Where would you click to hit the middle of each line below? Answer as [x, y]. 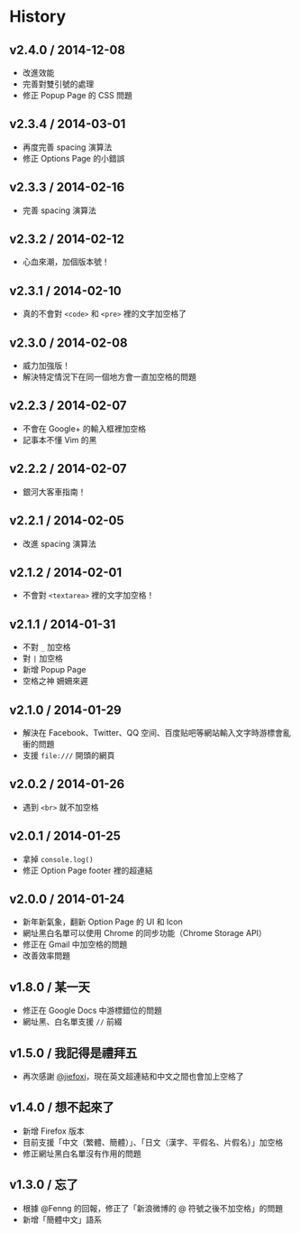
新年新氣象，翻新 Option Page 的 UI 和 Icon [102, 922]
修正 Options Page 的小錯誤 [73, 158]
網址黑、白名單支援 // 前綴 [72, 1022]
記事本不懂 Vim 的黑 [59, 440]
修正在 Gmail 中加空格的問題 [75, 944]
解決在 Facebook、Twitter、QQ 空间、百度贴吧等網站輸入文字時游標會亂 [156, 732]
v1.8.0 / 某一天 [50, 987]
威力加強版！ [46, 366]
